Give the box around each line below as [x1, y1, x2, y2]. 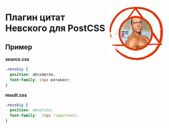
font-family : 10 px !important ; [10, 113, 78, 118]
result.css [5, 92, 27, 98]
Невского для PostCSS [5, 22, 105, 34]
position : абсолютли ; [10, 72, 56, 77]
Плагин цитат [5, 12, 65, 23]
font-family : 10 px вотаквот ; [10, 77, 71, 82]
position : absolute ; [10, 108, 53, 113]
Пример [5, 43, 32, 51]
